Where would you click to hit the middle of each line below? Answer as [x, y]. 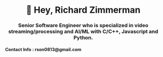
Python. [83, 38]
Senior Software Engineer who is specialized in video [83, 26]
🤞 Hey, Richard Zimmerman [83, 10]
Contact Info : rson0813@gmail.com [43, 49]
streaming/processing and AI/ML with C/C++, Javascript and [83, 31]
